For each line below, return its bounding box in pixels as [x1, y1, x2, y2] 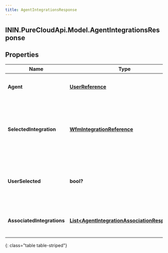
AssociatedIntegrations [7, 217, 65, 224]
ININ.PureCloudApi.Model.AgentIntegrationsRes [5, 26, 160, 34]
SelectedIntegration [7, 125, 56, 132]
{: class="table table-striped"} [5, 242, 67, 248]
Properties [5, 50, 39, 59]
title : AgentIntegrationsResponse [5, 7, 77, 12]
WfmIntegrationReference [69, 125, 133, 132]
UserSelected [7, 177, 41, 184]
